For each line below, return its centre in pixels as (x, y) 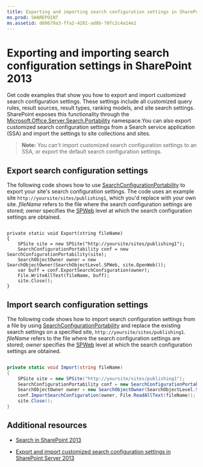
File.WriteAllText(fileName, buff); (64, 276)
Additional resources (47, 425)
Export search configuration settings (77, 170)
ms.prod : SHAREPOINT (33, 17)
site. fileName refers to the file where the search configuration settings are (99, 204)
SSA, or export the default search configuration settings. (92, 152)
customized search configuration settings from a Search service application (101, 127)
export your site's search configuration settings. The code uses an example (101, 192)
